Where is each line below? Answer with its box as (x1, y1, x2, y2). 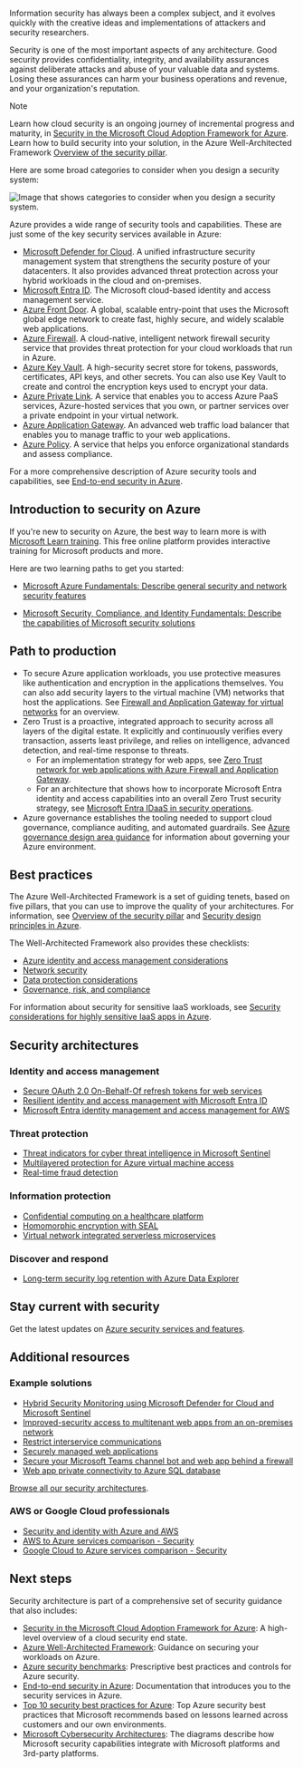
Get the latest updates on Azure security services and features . (9, 1323, 246, 1334)
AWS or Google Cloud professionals (9, 1505, 170, 1518)
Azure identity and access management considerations (22, 956, 229, 967)
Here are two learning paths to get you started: (9, 562, 185, 574)
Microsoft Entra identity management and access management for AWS (22, 1105, 290, 1116)
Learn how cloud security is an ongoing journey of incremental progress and (9, 118, 295, 129)
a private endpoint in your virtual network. (22, 410, 179, 421)
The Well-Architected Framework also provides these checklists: (9, 937, 251, 948)
